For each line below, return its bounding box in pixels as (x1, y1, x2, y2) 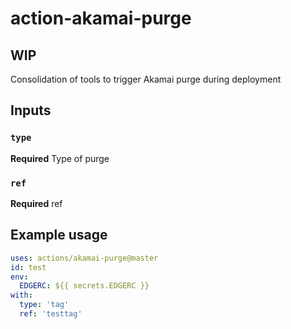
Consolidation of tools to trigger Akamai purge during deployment (10, 73, 282, 85)
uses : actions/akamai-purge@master (10, 253, 159, 263)
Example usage (10, 227, 108, 244)
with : (10, 290, 33, 301)
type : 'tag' (19, 300, 70, 310)
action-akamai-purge (10, 7, 192, 30)
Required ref (10, 197, 63, 209)
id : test (10, 262, 47, 272)
